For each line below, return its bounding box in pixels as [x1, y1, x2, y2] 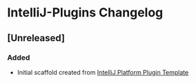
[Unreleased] [7, 32, 66, 44]
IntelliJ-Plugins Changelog [7, 5, 164, 21]
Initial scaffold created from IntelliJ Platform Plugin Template [17, 68, 189, 76]
